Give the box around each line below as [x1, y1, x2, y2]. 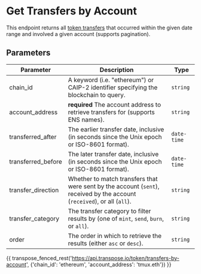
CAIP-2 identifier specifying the [68, 83, 158, 91]
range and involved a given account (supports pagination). [6, 30, 151, 37]
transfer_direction [9, 186, 59, 194]
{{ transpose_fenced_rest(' [6, 254, 72, 261]
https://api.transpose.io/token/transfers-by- [71, 254, 179, 261]
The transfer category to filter [68, 207, 151, 215]
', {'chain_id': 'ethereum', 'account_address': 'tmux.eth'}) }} [26, 261, 172, 268]
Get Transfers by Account [6, 4, 138, 18]
